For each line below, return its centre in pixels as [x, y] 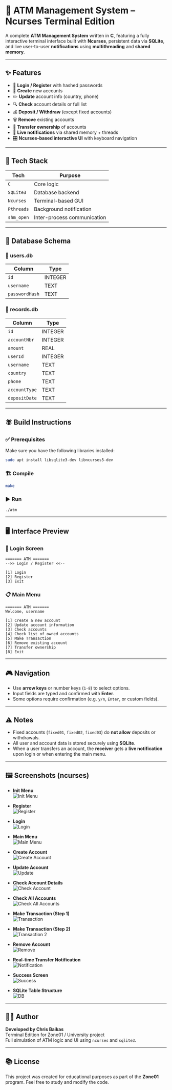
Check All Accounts [34, 898]
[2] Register [19, 577]
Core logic [46, 184]
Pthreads [18, 209]
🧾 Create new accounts [38, 90]
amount [16, 348]
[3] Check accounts [26, 630]
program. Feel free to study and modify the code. [57, 1082]
